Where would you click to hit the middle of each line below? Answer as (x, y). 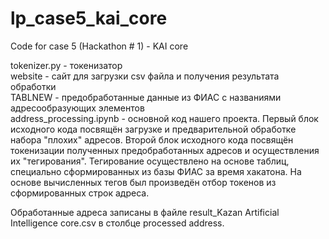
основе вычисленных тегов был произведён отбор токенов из (143, 182)
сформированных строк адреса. (80, 193)
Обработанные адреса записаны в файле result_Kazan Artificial (145, 212)
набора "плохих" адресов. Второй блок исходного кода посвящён (152, 139)
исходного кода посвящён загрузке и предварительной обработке (153, 129)
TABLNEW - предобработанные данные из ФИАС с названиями (146, 97)
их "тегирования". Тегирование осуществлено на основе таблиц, (150, 161)
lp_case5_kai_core (89, 18)
